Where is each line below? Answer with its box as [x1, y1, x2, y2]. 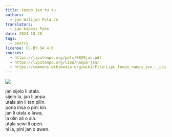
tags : [5, 36, 17, 41]
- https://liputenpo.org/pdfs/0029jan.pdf [10, 55, 102, 60]
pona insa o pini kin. [5, 104, 48, 110]
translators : [5, 21, 33, 27]
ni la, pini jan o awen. [5, 126, 50, 132]
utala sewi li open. [5, 121, 44, 127]
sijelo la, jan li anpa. [5, 94, 47, 100]
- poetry [10, 41, 29, 46]
